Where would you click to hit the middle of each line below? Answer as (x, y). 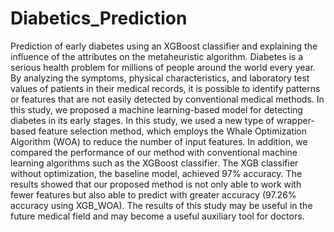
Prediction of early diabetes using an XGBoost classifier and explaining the (164, 46)
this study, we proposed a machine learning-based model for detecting (156, 109)
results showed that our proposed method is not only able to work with (156, 184)
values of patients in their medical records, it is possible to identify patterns (165, 88)
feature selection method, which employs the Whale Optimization (173, 131)
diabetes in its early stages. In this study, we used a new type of (142, 120)
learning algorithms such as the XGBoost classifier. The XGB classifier (154, 163)
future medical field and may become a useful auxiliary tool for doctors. (157, 216)
